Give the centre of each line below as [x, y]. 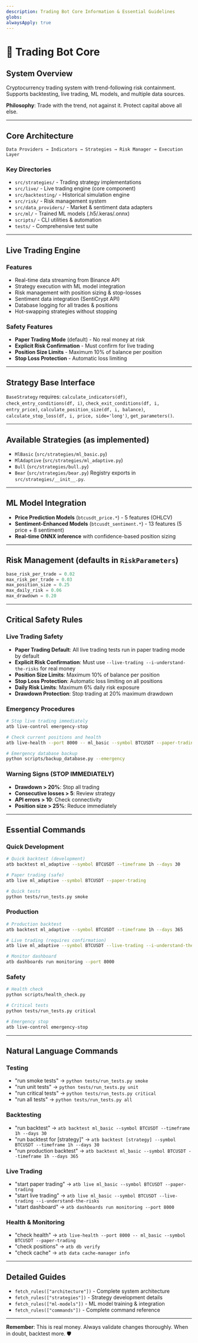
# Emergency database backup [42, 753]
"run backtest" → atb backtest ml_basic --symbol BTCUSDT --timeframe [102, 1128]
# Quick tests [24, 891]
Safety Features [29, 327]
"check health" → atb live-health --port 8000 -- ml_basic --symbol [100, 1235]
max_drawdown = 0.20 [32, 596]
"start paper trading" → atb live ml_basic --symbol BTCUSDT [89, 1184]
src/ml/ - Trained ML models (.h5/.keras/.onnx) [72, 214]
